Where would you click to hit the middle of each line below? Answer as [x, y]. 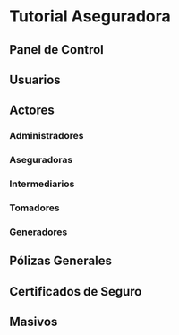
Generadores [38, 232]
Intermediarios [42, 184]
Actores [32, 111]
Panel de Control [57, 50]
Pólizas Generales [60, 261]
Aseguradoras [41, 160]
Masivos [34, 322]
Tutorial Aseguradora [90, 17]
